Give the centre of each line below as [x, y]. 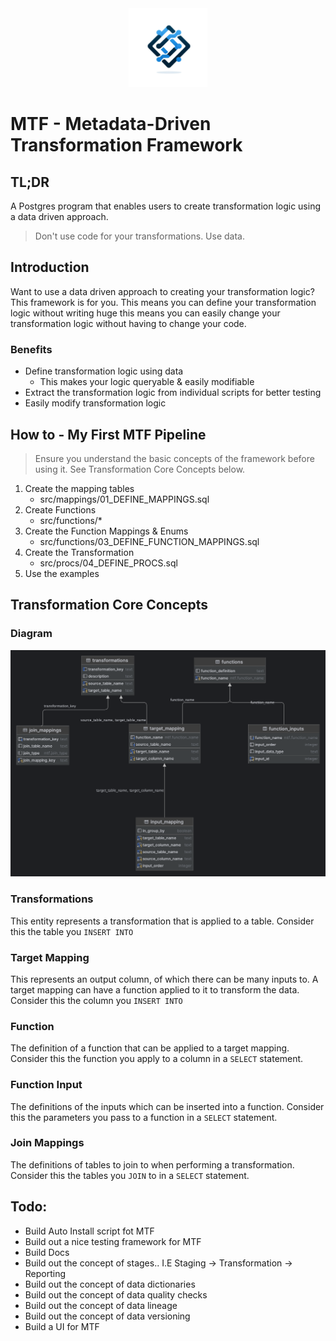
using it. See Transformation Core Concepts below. [140, 469]
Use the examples [62, 573]
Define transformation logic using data [104, 371]
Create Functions [60, 509]
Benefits [31, 349]
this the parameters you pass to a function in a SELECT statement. [144, 1117]
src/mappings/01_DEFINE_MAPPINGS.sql [124, 499]
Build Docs [47, 1252]
